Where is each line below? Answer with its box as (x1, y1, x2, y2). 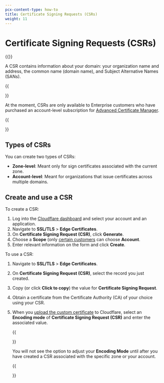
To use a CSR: (5, 251, 34, 257)
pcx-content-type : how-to (5, 7, 58, 12)
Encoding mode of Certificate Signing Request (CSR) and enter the (12, 314, 151, 320)
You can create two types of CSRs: (5, 154, 76, 160)
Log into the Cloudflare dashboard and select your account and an (12, 216, 147, 221)
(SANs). (5, 74, 21, 80)
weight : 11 (5, 16, 27, 21)
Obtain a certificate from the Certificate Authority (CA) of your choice (12, 294, 153, 300)
